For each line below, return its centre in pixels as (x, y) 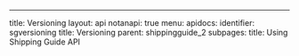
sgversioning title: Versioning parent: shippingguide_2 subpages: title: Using (149, 32)
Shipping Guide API (45, 42)
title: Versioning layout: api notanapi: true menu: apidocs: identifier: (132, 23)
